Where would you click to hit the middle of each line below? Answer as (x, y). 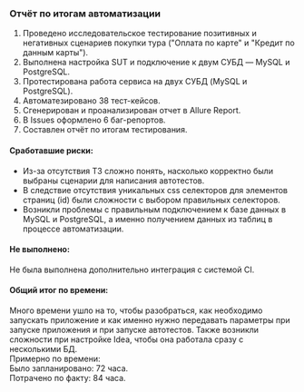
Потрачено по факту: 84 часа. (68, 377)
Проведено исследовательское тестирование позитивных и (139, 34)
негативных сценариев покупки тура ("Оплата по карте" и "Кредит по (158, 43)
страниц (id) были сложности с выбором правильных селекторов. (152, 200)
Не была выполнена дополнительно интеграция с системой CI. (132, 269)
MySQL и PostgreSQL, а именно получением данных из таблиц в (147, 219)
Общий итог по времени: (59, 290)
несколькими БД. (44, 348)
